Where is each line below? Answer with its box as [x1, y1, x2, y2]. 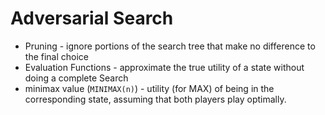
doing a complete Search [24, 72, 129, 84]
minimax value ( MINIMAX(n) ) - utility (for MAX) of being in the [24, 82, 275, 94]
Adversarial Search [10, 7, 174, 30]
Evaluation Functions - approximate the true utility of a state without [24, 61, 305, 73]
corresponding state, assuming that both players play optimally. [24, 93, 287, 105]
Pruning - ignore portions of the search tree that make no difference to [24, 40, 316, 52]
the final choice [24, 50, 90, 62]
